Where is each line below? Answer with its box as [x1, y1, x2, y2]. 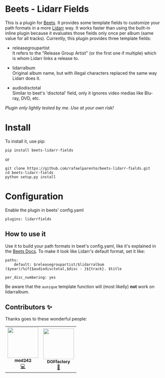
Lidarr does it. [12, 75, 41, 81]
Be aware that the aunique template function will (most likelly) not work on [5, 284, 155, 290]
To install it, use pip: [5, 138, 46, 144]
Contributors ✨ [5, 303, 53, 312]
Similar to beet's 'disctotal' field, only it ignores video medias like [12, 90, 144, 96]
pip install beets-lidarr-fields [5, 147, 74, 153]
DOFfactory [47, 359, 70, 364]
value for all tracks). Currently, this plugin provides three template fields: [5, 35, 151, 41]
